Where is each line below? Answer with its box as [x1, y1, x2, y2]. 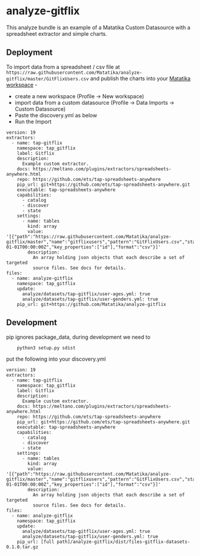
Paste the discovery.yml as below [14, 111, 97, 118]
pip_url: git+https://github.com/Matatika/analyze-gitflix [17, 301, 167, 307]
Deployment [6, 48, 53, 58]
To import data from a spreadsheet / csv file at [6, 63, 120, 70]
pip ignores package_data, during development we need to [6, 333, 151, 341]
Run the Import [14, 118, 52, 125]
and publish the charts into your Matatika [90, 74, 191, 82]
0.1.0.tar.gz [6, 543, 39, 550]
